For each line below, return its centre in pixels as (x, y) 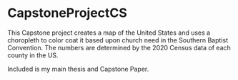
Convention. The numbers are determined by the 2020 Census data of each (119, 47)
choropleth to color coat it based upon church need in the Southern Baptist (118, 40)
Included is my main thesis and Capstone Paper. (78, 69)
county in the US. (33, 55)
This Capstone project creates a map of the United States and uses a (109, 33)
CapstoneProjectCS (67, 13)
